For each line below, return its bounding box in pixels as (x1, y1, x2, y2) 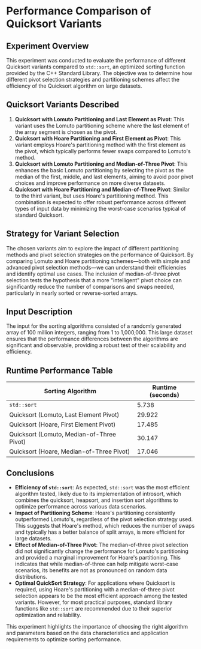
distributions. (14, 573, 48, 581)
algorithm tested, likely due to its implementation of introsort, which (14, 491, 181, 498)
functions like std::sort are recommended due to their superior (14, 605, 172, 612)
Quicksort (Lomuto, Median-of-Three (9, 430, 117, 439)
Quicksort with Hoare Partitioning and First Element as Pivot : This (14, 134, 181, 142)
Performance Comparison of (6, 4, 151, 18)
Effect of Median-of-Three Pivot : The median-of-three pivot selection (14, 542, 188, 549)
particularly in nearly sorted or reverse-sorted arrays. (6, 289, 138, 297)
